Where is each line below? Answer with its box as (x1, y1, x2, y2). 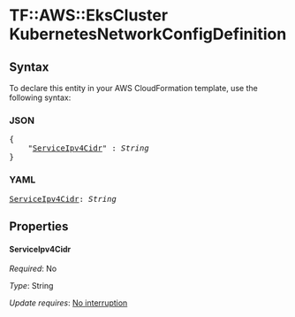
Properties (9, 219, 69, 234)
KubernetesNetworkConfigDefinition (9, 24, 287, 44)
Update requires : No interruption (9, 298, 128, 308)
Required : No (9, 263, 57, 274)
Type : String (9, 281, 54, 291)
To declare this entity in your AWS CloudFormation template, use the (9, 83, 258, 93)
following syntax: (9, 92, 72, 103)
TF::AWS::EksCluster (9, 5, 169, 26)
